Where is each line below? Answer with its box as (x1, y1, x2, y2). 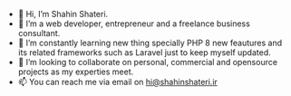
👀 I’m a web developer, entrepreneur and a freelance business (17, 18, 251, 29)
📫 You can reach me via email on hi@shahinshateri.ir (17, 77, 218, 87)
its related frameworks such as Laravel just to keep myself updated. (17, 47, 272, 58)
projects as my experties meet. (17, 66, 134, 77)
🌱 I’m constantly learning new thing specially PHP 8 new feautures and (17, 37, 283, 48)
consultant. (17, 28, 61, 38)
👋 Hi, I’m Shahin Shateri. (17, 9, 109, 19)
